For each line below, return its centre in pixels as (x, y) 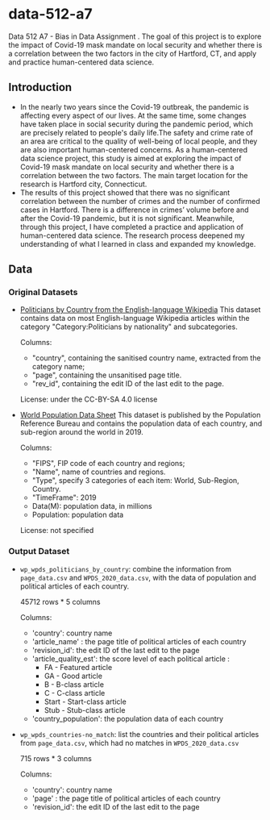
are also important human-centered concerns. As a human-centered (134, 149)
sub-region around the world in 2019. (81, 432)
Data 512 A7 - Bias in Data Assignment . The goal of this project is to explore (135, 36)
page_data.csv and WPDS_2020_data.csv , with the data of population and (138, 577)
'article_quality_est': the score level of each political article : (131, 659)
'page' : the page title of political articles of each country (126, 798)
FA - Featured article (78, 667)
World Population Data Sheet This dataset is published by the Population (140, 415)
